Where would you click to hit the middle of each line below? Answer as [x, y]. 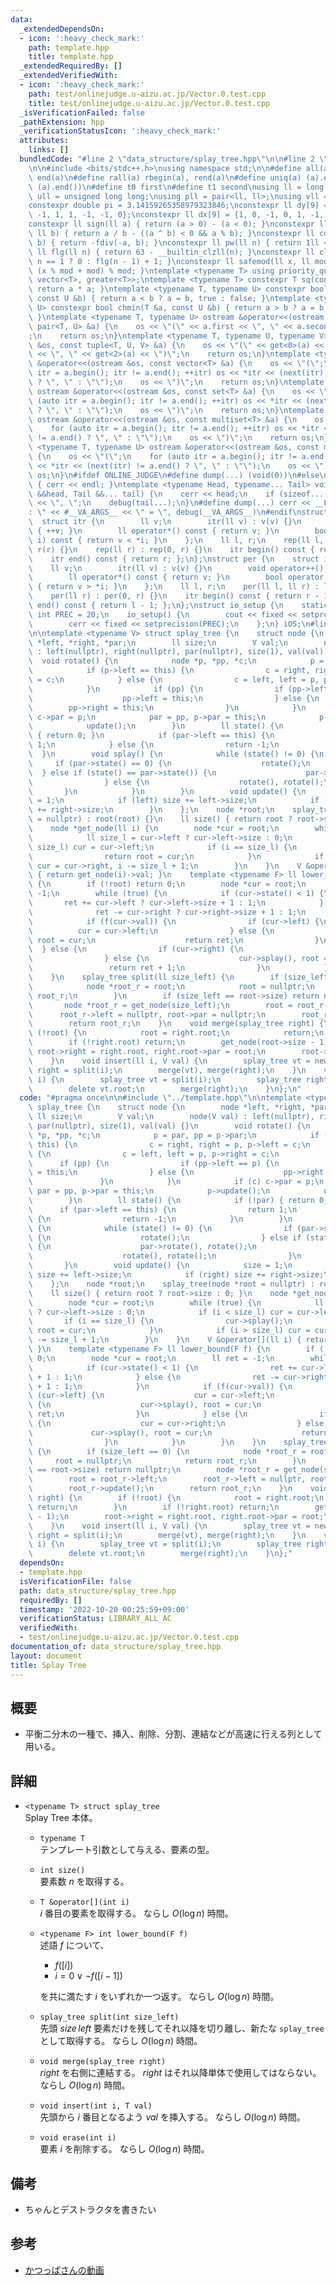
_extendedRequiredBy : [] [71, 66]
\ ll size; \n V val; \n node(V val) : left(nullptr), [171, 1117]
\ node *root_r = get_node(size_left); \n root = [160, 1005]
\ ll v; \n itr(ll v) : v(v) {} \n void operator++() [176, 568]
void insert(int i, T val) [96, 2106]
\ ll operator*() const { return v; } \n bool [156, 577]
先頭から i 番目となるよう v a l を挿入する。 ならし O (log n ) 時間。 [172, 2117]
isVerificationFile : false [75, 1581]
